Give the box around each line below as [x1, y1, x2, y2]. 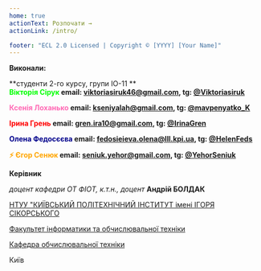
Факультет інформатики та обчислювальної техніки [9, 224, 186, 234]
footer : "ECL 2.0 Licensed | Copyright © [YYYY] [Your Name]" [9, 41, 222, 49]
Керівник [9, 169, 43, 179]
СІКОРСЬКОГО [9, 208, 59, 218]
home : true [9, 11, 46, 20]
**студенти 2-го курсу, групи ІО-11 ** [9, 79, 137, 88]
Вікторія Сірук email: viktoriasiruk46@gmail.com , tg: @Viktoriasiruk [9, 88, 246, 97]
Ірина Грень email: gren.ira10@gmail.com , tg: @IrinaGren [9, 118, 207, 129]
